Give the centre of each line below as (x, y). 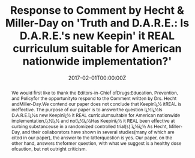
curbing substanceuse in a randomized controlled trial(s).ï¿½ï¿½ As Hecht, (90, 126)
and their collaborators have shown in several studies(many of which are (98, 132)
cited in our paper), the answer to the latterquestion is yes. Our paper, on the (92, 137)
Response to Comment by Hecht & (97, 10)
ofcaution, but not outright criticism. (49, 149)
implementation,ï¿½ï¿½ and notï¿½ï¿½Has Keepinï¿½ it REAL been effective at (93, 121)
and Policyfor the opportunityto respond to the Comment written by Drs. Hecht (94, 98)
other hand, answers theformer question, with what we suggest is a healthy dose (96, 143)
